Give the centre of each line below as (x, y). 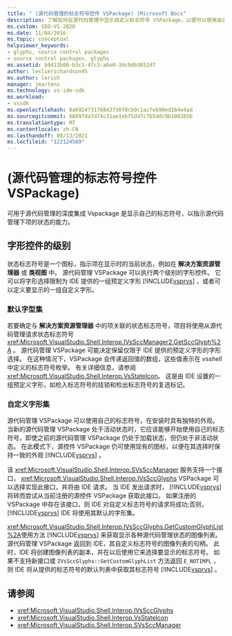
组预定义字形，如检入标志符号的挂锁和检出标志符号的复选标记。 (98, 385)
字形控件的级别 (39, 246)
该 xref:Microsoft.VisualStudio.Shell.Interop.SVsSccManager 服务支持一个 (112, 470)
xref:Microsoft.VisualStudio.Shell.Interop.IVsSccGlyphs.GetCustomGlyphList (115, 527)
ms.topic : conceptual (38, 39)
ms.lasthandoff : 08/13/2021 (48, 135)
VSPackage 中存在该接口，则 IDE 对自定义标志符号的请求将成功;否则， (108, 504)
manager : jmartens (33, 84)
